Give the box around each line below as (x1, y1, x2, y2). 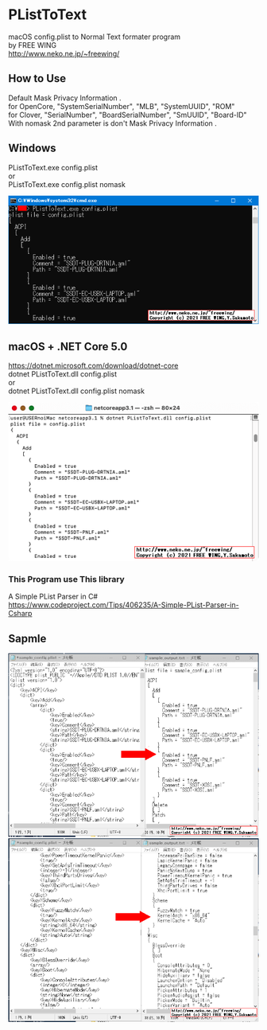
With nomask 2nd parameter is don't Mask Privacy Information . (8, 118, 217, 128)
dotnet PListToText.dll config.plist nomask (8, 386, 145, 396)
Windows (8, 142, 56, 155)
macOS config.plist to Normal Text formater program (8, 32, 181, 41)
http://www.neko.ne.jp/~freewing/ (8, 49, 120, 58)
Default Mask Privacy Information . (8, 93, 122, 103)
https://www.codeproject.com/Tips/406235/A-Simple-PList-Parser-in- (8, 600, 240, 610)
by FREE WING (8, 40, 57, 49)
